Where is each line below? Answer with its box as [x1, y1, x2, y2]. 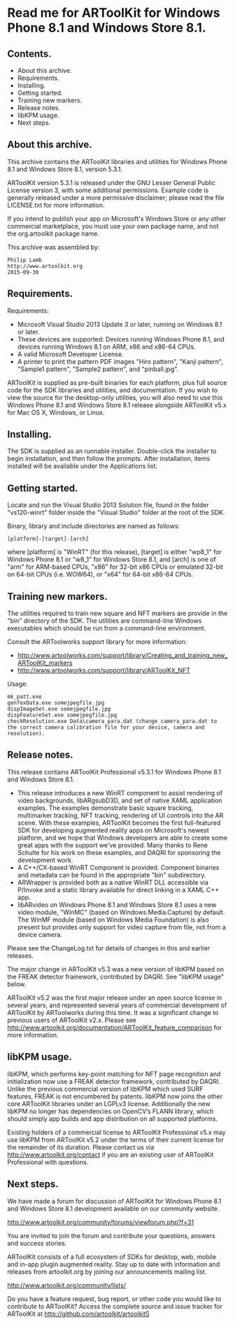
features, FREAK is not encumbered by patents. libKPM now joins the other [7, 1092, 223, 1101]
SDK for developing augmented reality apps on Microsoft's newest [17, 826, 210, 834]
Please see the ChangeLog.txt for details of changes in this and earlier [7, 943, 211, 952]
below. [7, 980, 27, 988]
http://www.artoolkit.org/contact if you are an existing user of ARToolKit [7, 1150, 214, 1159]
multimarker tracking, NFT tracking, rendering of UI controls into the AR [17, 811, 224, 819]
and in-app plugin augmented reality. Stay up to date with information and [7, 1260, 220, 1268]
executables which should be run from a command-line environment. [7, 624, 206, 633]
